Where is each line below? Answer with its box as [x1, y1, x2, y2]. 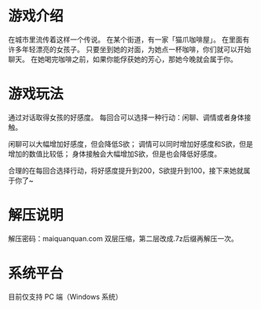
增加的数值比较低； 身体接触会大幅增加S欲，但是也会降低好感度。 [8, 149, 222, 158]
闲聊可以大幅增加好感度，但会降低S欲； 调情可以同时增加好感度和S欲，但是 [8, 139, 253, 148]
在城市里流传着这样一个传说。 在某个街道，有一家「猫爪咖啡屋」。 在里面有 [8, 35, 250, 44]
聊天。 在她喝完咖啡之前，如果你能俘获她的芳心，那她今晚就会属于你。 [8, 54, 237, 64]
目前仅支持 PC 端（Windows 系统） [8, 292, 123, 301]
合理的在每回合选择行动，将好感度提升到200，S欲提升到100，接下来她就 [8, 166, 244, 175]
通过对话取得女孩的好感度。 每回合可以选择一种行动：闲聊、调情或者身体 [8, 112, 244, 122]
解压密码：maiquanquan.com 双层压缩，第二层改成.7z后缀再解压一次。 [8, 233, 238, 243]
